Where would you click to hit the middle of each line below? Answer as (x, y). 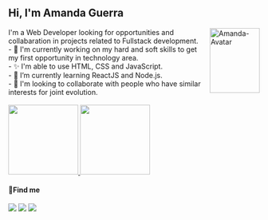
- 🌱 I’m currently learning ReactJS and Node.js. (86, 75)
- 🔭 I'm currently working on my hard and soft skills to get (103, 49)
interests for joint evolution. (53, 92)
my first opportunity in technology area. (73, 57)
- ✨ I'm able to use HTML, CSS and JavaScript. (86, 66)
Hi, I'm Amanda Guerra (66, 13)
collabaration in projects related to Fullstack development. (103, 41)
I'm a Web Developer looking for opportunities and (91, 32)
